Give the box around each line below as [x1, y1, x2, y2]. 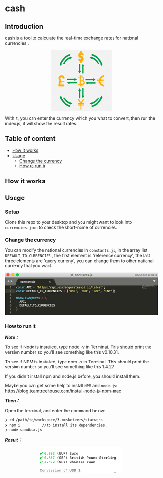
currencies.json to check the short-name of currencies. [5, 224, 117, 230]
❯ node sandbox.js [5, 428, 42, 432]
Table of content [5, 134, 56, 143]
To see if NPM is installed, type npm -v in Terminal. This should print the [5, 359, 149, 364]
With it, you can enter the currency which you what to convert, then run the [5, 115, 156, 121]
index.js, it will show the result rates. [5, 121, 78, 126]
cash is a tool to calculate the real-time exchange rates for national [5, 35, 138, 41]
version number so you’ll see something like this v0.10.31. [5, 349, 119, 355]
